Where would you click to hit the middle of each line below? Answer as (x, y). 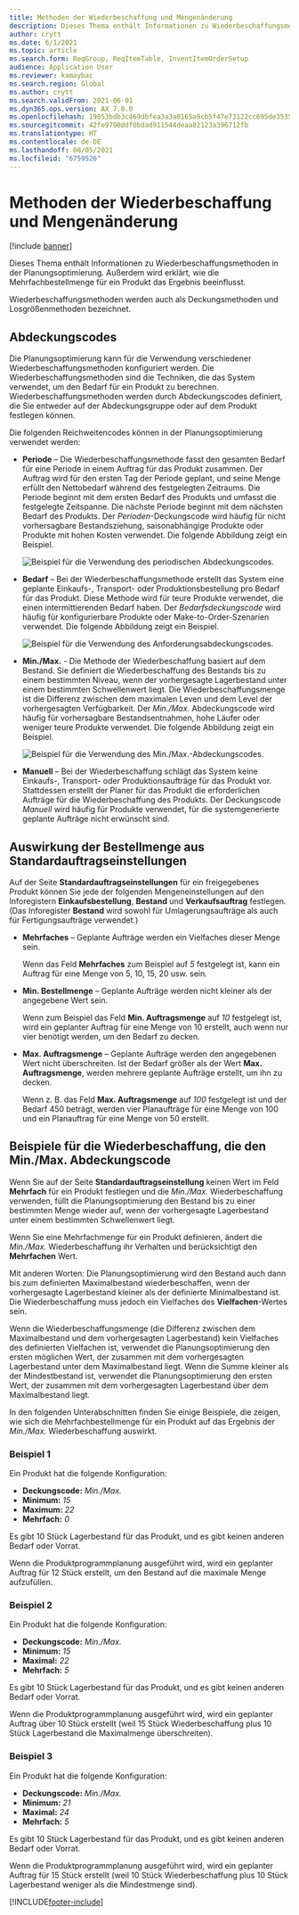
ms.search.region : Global (57, 84)
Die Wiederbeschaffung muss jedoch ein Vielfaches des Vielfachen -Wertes (148, 1302)
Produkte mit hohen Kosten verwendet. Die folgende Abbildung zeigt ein (154, 535)
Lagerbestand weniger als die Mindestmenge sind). (104, 1884)
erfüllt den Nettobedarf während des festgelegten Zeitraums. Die (141, 488)
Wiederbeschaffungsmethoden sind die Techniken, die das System (132, 378)
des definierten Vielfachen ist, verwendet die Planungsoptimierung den (140, 1347)
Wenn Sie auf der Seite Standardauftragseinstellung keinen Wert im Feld (144, 1181)
